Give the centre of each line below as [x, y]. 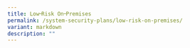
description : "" [31, 34]
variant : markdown [35, 27]
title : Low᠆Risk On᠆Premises [49, 14]
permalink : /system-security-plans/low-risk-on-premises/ [95, 20]
